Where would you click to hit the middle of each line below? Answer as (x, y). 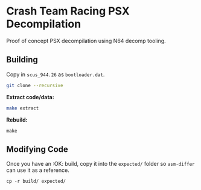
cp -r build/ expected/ (36, 182)
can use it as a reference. (38, 170)
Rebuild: (17, 120)
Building (22, 60)
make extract (23, 108)
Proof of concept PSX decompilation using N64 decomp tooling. (86, 41)
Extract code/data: (30, 97)
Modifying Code (37, 149)
